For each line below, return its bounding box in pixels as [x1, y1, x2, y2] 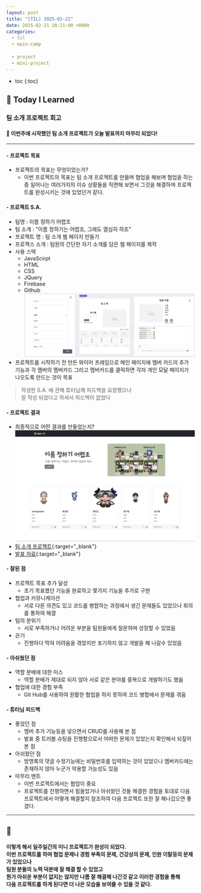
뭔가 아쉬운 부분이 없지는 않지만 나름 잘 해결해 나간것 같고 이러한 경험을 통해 [6, 873, 181, 880]
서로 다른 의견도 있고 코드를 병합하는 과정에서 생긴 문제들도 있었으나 [23, 602, 182, 609]
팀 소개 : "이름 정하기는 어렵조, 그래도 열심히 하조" [14, 225, 132, 233]
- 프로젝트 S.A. [6, 203, 42, 211]
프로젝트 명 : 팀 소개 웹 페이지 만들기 [14, 233, 100, 240]
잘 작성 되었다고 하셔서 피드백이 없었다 [20, 394, 111, 401]
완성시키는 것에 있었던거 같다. [35, 189, 104, 196]
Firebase [23, 280, 46, 287]
